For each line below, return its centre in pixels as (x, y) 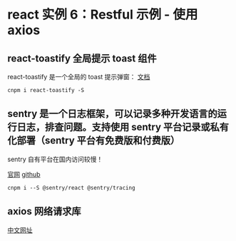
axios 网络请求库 (44, 211)
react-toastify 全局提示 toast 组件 (82, 58)
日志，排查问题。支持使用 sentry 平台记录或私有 (123, 127)
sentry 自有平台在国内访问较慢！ (55, 159)
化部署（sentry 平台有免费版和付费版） (94, 141)
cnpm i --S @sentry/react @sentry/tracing (71, 188)
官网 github (24, 174)
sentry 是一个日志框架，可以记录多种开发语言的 (112, 114)
